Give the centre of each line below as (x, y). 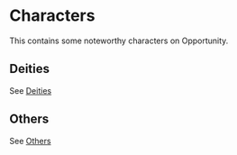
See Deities (31, 90)
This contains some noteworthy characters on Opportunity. (119, 41)
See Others (30, 141)
